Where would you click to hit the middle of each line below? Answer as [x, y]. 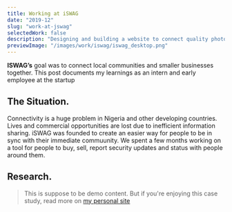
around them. [26, 155]
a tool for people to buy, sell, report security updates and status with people [115, 147]
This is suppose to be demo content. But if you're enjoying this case [121, 193]
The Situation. [38, 102]
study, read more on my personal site [77, 200]
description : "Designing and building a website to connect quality [108, 39]
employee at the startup [41, 80]
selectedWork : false [37, 33]
